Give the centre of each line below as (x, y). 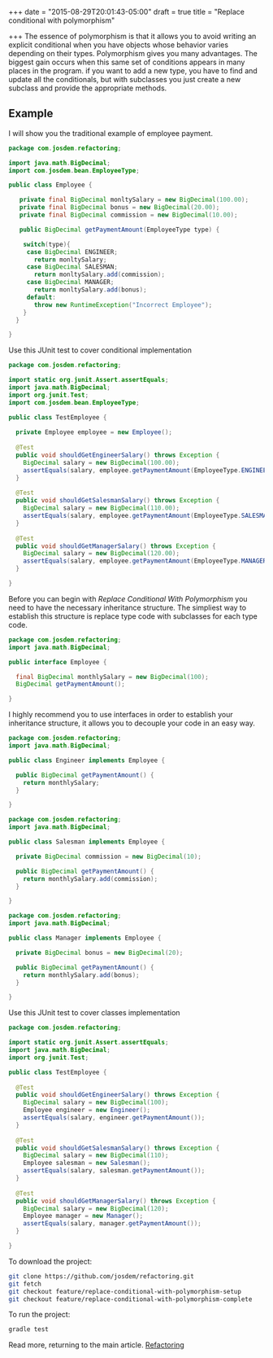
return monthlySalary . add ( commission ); (91, 878)
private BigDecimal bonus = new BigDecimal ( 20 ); (100, 953)
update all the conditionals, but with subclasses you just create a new (125, 79)
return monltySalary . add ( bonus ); (91, 290)
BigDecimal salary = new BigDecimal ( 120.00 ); (102, 554)
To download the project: (50, 1261)
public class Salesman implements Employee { (87, 842)
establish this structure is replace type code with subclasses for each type (133, 616)
